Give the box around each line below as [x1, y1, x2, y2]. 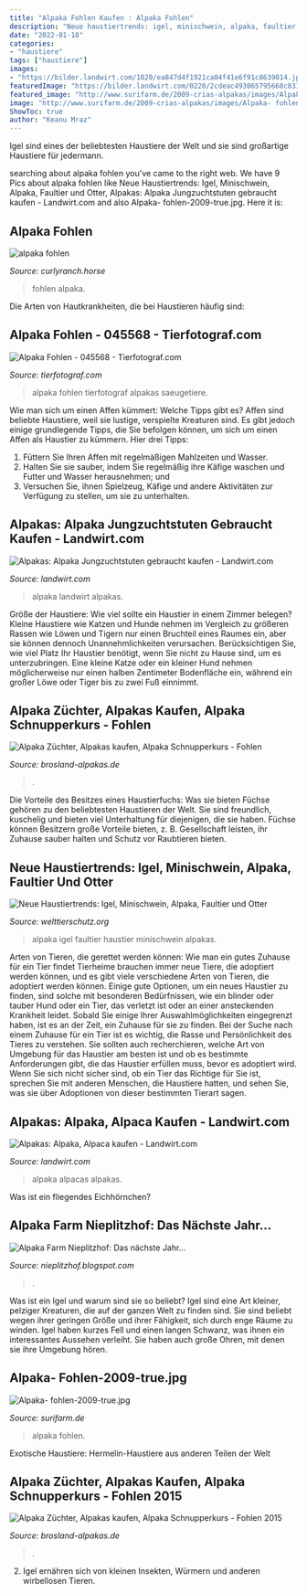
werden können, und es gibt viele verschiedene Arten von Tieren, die [9, 971, 270, 982]
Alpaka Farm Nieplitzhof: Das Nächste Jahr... [9, 1217, 272, 1234]
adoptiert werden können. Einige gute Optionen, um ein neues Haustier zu [9, 981, 289, 992]
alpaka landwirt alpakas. [31, 590, 123, 601]
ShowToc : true [9, 107, 64, 116]
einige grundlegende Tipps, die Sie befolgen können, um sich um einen [9, 424, 278, 435]
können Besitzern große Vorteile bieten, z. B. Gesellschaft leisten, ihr [9, 823, 268, 834]
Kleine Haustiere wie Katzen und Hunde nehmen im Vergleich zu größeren [9, 618, 290, 629]
